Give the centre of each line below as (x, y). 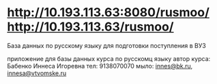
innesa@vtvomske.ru (37, 73)
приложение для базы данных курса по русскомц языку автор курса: (109, 58)
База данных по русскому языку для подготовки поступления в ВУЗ (106, 45)
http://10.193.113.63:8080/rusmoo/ (108, 13)
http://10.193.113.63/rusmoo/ (90, 27)
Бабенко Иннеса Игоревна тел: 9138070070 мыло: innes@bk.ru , (100, 66)
